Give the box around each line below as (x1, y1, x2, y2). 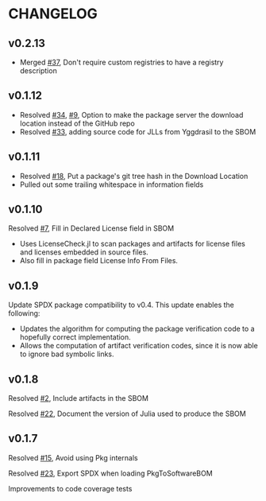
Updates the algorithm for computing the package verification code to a (19, 324, 256, 334)
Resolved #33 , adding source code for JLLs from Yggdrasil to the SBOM (19, 126, 256, 136)
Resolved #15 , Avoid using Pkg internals (8, 452, 138, 462)
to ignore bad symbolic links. (19, 349, 114, 359)
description (19, 66, 57, 76)
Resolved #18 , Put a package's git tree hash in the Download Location (19, 171, 249, 181)
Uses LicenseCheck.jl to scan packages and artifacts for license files (19, 239, 246, 249)
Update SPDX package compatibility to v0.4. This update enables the (8, 300, 234, 310)
